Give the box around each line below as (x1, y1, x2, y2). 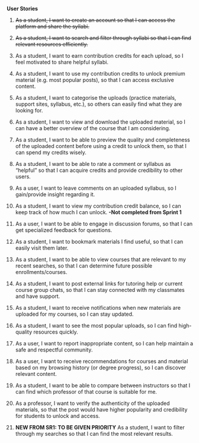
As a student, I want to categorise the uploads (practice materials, (15, 95, 176, 101)
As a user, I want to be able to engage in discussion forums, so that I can (15, 220, 193, 227)
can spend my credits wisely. (15, 149, 86, 156)
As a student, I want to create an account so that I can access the (15, 17, 175, 23)
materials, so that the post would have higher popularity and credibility (15, 406, 188, 413)
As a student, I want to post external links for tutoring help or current (15, 280, 183, 287)
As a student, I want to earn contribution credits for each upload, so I (15, 52, 184, 59)
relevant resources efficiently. (15, 41, 88, 48)
